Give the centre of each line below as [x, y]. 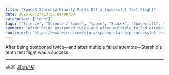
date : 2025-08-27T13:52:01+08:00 [40, 14]
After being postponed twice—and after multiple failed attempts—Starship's [84, 47]
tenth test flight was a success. [37, 52]
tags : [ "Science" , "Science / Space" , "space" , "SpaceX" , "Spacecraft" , [83, 24]
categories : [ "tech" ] [28, 19]
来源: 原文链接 [20, 67]
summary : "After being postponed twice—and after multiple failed [76, 28]
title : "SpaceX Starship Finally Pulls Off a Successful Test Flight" [81, 10]
